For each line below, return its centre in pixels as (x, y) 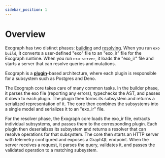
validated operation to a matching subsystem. (51, 150)
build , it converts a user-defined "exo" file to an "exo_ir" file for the (73, 53)
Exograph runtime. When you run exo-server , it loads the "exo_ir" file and (79, 58)
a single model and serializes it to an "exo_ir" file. (55, 109)
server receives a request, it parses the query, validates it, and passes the (80, 145)
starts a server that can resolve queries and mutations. (61, 63)
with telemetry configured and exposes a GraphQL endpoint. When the (77, 139)
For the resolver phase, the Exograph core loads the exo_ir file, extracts (78, 118)
